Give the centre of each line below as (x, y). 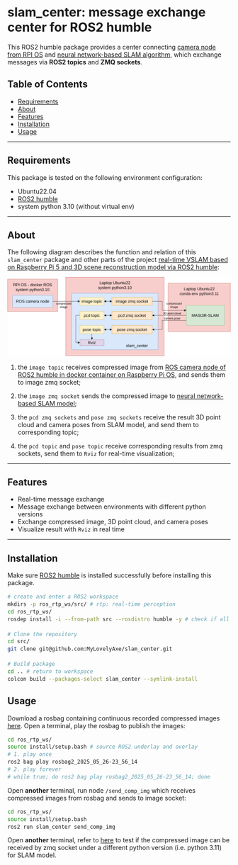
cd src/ (19, 642)
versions (30, 514)
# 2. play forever (34, 769)
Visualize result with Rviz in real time (71, 529)
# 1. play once (30, 754)
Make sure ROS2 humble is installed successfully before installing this (109, 575)
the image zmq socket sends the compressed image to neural (107, 396)
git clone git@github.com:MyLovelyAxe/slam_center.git (90, 649)
